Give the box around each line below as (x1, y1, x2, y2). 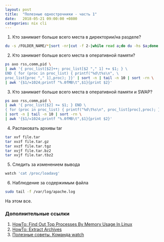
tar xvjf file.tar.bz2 (5, 148, 51, 153)
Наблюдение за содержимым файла (12, 180, 89, 186)
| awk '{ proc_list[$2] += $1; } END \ (5, 103, 86, 108)
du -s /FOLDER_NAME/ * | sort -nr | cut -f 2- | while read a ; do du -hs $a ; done (5, 43, 159, 49)
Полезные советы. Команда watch (12, 232, 84, 238)
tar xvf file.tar (5, 135, 41, 140)
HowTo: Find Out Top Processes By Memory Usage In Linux (12, 222, 133, 227)
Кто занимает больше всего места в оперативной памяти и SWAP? (12, 89, 153, 95)
